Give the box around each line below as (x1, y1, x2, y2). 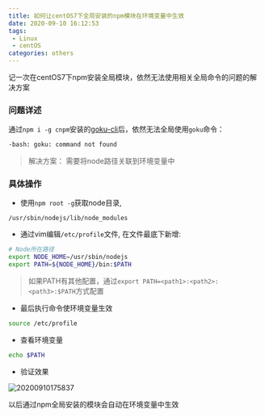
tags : (8, 27, 27, 35)
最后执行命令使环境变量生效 (19, 303, 113, 313)
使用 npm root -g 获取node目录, (19, 198, 122, 208)
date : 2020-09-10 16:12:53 (8, 19, 99, 27)
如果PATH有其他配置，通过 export (27, 276, 140, 286)
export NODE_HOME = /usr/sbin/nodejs (8, 253, 128, 261)
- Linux (11, 34, 38, 43)
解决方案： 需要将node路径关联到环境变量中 (27, 156, 175, 166)
